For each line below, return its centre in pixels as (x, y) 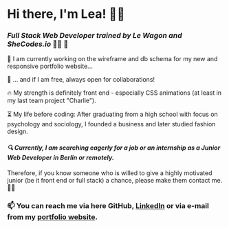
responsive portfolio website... (50, 66)
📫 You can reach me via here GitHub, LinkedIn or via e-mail (108, 205)
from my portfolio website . (53, 217)
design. (18, 132)
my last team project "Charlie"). (52, 101)
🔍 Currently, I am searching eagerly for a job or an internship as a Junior (114, 148)
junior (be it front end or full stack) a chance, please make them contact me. (115, 180)
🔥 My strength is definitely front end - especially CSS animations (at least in (115, 93)
